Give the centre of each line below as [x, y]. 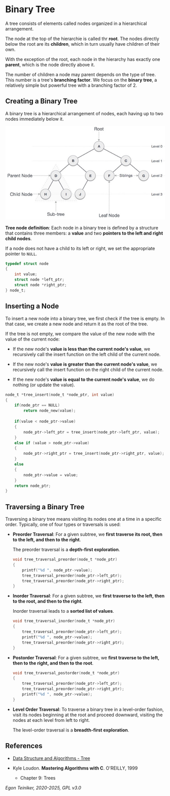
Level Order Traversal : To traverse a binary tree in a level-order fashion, [88, 709]
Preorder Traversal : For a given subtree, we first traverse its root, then [87, 535]
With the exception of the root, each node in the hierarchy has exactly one [83, 59]
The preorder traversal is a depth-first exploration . [66, 550]
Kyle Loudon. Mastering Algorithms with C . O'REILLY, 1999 [75, 768]
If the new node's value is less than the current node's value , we [81, 349]
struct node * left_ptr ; [40, 280]
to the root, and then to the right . [47, 601]
